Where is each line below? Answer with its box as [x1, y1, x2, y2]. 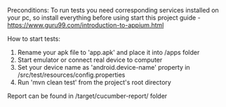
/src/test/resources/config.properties [17, 70, 126, 79]
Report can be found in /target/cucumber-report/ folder [7, 92, 168, 100]
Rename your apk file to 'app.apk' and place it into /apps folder [17, 49, 200, 56]
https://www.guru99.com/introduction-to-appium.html [7, 21, 164, 29]
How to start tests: [7, 34, 61, 43]
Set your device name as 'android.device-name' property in [17, 63, 191, 71]
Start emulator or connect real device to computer [17, 56, 163, 64]
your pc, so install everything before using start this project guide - [7, 13, 201, 22]
